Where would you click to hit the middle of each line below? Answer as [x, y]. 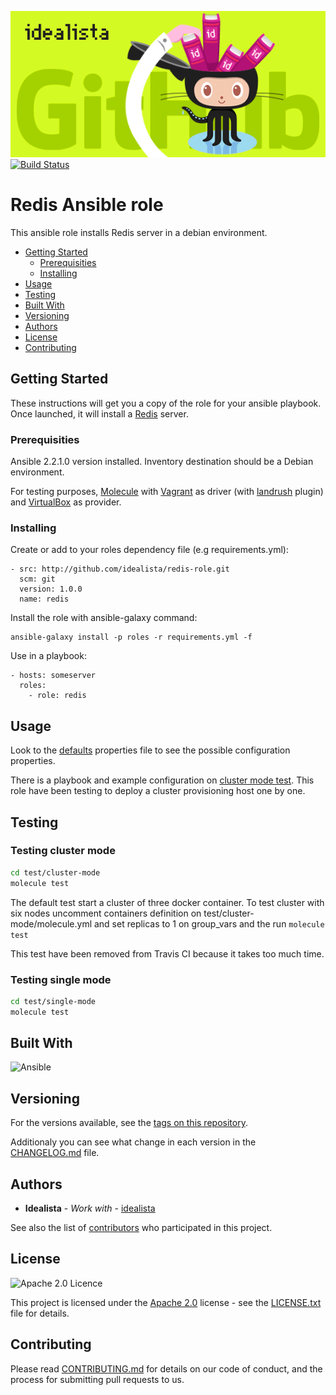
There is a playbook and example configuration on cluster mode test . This [162, 780]
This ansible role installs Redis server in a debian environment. [139, 232]
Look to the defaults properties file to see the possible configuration [150, 750]
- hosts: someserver [53, 676]
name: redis [44, 599]
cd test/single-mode [53, 1001]
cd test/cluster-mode [55, 872]
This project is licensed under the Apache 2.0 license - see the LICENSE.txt [166, 1302]
